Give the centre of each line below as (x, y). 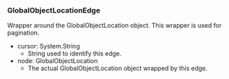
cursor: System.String (48, 46)
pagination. (23, 33)
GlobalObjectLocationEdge (54, 10)
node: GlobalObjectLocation (57, 61)
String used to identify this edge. (74, 53)
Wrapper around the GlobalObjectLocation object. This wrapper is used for (114, 26)
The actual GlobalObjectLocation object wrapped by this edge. (118, 69)
